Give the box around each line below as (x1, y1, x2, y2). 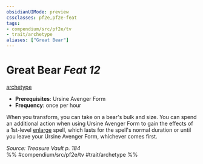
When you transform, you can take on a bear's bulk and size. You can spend (6, 113, 197, 120)
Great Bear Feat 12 (6, 63, 101, 77)
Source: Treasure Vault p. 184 (6, 144, 81, 152)
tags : (6, 20, 20, 26)
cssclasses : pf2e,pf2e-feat (6, 15, 78, 21)
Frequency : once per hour (15, 101, 82, 109)
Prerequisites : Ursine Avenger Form (15, 95, 106, 102)
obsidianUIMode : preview (6, 9, 69, 15)
